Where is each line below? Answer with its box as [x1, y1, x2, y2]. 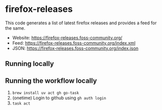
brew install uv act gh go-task [12, 91, 79, 96]
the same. [5, 25, 26, 31]
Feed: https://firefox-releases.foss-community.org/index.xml [12, 40, 136, 46]
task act [12, 101, 31, 106]
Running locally [5, 59, 54, 68]
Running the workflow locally [5, 76, 97, 85]
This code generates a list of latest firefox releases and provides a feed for [5, 20, 157, 26]
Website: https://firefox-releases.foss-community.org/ [12, 35, 122, 41]
